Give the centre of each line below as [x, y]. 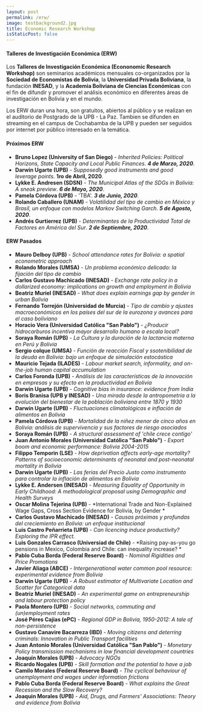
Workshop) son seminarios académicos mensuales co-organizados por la [98, 73]
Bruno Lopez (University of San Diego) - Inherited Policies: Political [99, 157]
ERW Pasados [24, 241]
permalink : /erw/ [28, 17]
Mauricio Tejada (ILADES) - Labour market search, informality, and [99, 363]
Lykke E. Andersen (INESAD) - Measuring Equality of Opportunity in [100, 485]
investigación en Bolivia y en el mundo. [55, 99]
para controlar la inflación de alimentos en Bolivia [77, 478]
